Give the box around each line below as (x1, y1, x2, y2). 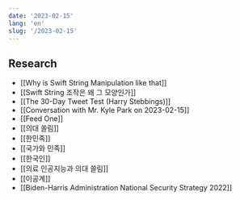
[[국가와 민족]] (19, 144, 66, 153)
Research (8, 56, 58, 70)
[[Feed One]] (19, 114, 63, 123)
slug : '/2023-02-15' (8, 27, 78, 35)
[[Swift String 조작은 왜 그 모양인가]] (19, 88, 137, 98)
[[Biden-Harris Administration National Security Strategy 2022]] (19, 183, 233, 193)
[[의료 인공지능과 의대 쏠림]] (19, 164, 109, 173)
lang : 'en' (8, 19, 45, 27)
